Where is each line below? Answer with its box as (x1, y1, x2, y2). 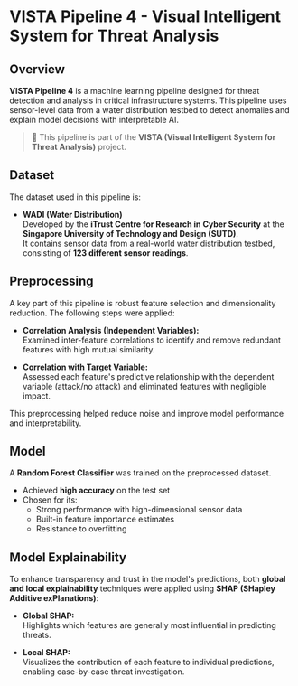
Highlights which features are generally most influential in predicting (22, 620, 277, 631)
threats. (22, 630, 51, 641)
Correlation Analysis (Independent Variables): (22, 324, 200, 335)
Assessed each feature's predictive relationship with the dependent (22, 371, 275, 381)
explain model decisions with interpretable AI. (9, 115, 179, 125)
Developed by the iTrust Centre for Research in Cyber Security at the (22, 219, 284, 230)
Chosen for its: (22, 494, 79, 505)
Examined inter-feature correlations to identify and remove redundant (22, 334, 282, 345)
